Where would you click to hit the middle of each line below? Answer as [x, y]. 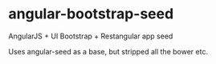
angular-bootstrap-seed [91, 14]
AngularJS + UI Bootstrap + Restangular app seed [91, 36]
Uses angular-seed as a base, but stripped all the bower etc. [108, 51]
